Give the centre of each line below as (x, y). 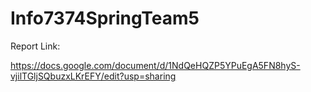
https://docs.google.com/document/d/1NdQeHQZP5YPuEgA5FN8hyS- (155, 65)
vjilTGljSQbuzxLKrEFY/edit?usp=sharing (93, 76)
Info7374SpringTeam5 (105, 18)
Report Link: (35, 46)
